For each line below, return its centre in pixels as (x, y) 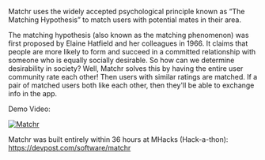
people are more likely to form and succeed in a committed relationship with (132, 52)
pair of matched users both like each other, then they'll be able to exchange (131, 85)
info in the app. (33, 93)
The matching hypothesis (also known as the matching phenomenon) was (129, 35)
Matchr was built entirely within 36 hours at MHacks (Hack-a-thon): (118, 140)
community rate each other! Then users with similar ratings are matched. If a (133, 77)
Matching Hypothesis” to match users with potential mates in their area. (125, 20)
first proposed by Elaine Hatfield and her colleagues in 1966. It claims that (128, 43)
